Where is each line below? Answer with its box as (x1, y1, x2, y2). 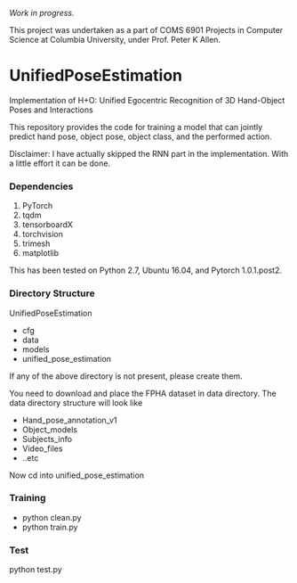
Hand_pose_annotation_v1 (21, 415, 117, 425)
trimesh (21, 238, 51, 249)
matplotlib (21, 248, 60, 259)
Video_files (21, 443, 63, 454)
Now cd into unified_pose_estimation (9, 470, 145, 480)
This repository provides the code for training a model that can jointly (9, 121, 263, 132)
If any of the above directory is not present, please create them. (9, 370, 243, 382)
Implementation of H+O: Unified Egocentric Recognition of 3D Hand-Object (9, 94, 285, 105)
